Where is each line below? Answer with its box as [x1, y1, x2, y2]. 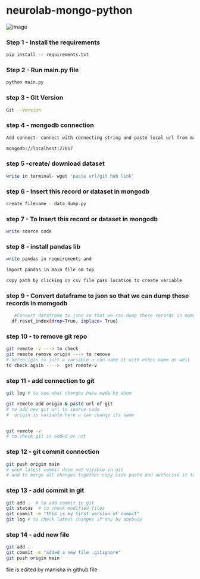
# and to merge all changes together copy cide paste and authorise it [6, 472, 187, 478]
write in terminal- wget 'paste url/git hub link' [6, 173, 135, 179]
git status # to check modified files [6, 505, 105, 512]
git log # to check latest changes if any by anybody [6, 516, 143, 522]
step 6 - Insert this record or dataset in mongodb [6, 187, 150, 196]
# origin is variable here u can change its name [6, 412, 135, 418]
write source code [6, 228, 52, 234]
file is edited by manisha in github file [6, 566, 98, 573]
